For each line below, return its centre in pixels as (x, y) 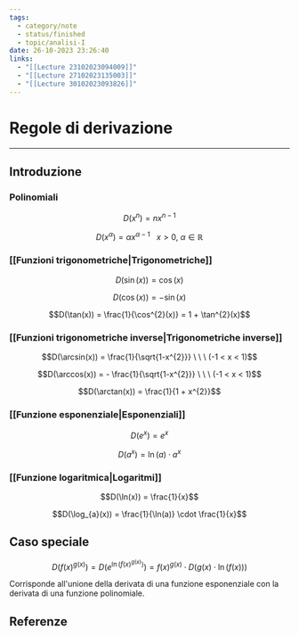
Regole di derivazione (91, 128)
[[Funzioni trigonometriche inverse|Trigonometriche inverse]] (146, 337)
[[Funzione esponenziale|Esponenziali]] (97, 415)
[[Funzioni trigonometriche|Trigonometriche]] (111, 260)
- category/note (47, 26)
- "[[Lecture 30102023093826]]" (77, 84)
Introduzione (46, 172)
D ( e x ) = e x (149, 435)
